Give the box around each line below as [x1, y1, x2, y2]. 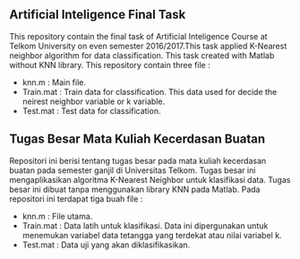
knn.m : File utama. [21, 211, 93, 221]
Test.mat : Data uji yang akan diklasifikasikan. [21, 239, 191, 250]
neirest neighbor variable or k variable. [21, 96, 166, 107]
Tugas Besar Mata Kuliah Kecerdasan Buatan [9, 132, 266, 147]
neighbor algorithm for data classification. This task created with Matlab [9, 49, 275, 61]
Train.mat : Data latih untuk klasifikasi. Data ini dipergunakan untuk [21, 220, 269, 231]
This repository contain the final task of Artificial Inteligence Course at [9, 30, 268, 41]
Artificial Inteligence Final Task [9, 7, 186, 22]
